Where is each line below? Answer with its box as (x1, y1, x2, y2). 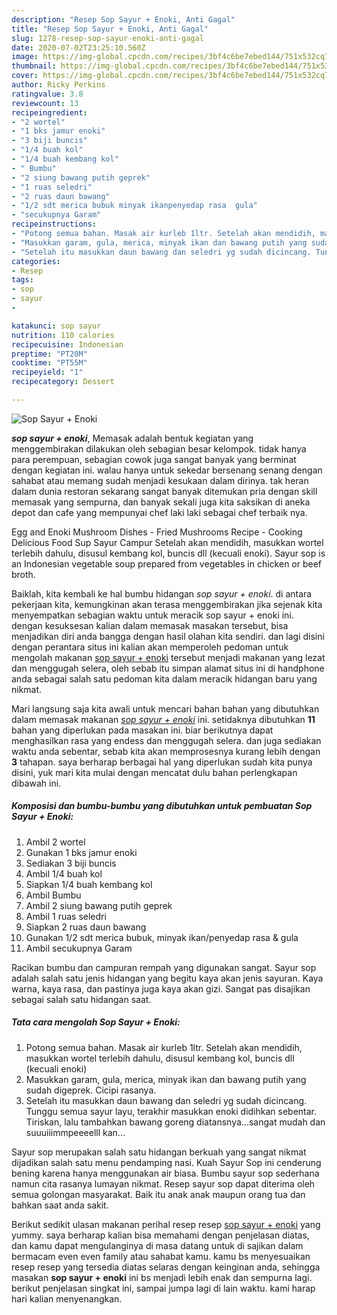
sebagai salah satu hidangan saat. (11, 993, 152, 1005)
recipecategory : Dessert (11, 377, 115, 387)
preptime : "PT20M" (11, 349, 88, 359)
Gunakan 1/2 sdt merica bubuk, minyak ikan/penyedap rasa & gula (25, 931, 299, 943)
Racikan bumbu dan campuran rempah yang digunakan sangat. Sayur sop (11, 961, 317, 973)
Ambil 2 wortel (25, 836, 86, 848)
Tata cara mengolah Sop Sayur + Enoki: (11, 1016, 181, 1028)
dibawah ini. (11, 777, 62, 789)
